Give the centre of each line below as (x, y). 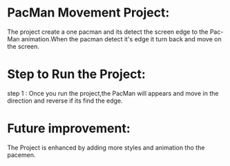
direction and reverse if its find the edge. (65, 101)
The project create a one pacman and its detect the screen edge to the (108, 32)
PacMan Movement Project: (88, 13)
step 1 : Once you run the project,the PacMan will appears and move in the (113, 93)
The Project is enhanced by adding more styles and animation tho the (106, 147)
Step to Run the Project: (77, 74)
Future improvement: (69, 128)
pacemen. (21, 155)
